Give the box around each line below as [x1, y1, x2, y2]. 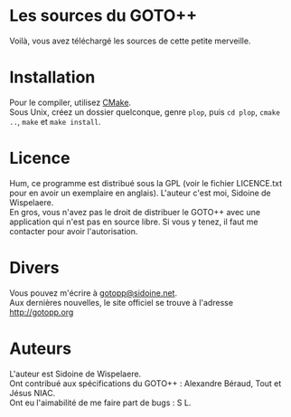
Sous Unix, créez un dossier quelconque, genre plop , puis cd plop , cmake [9, 106, 280, 118]
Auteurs [9, 338, 72, 358]
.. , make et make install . [9, 116, 101, 127]
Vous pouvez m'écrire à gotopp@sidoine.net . [9, 287, 178, 299]
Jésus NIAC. [9, 387, 56, 398]
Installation [9, 67, 96, 88]
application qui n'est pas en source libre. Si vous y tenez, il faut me [9, 216, 258, 227]
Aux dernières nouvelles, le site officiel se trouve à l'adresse [9, 297, 233, 308]
